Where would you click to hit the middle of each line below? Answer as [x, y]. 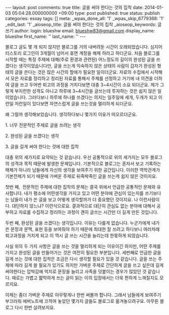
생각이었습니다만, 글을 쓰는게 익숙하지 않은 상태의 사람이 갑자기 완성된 [87, 66]
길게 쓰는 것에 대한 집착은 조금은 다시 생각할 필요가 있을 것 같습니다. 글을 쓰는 [81, 259]
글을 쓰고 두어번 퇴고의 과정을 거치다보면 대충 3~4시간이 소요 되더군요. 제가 [84, 85]
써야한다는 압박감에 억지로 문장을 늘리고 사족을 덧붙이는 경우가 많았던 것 [76, 271]
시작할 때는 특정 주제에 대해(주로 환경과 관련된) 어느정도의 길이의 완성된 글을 [80, 59]
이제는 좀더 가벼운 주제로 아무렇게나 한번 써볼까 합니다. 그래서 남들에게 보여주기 [83, 295]
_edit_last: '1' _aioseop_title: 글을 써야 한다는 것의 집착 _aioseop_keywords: [81, 24]
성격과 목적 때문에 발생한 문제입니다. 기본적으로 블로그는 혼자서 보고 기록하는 [86, 164]
